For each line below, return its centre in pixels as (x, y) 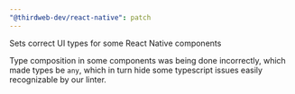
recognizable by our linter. (58, 79)
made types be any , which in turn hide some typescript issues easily (136, 70)
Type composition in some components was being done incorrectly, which (147, 60)
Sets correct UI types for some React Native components (115, 43)
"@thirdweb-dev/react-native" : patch (80, 17)
